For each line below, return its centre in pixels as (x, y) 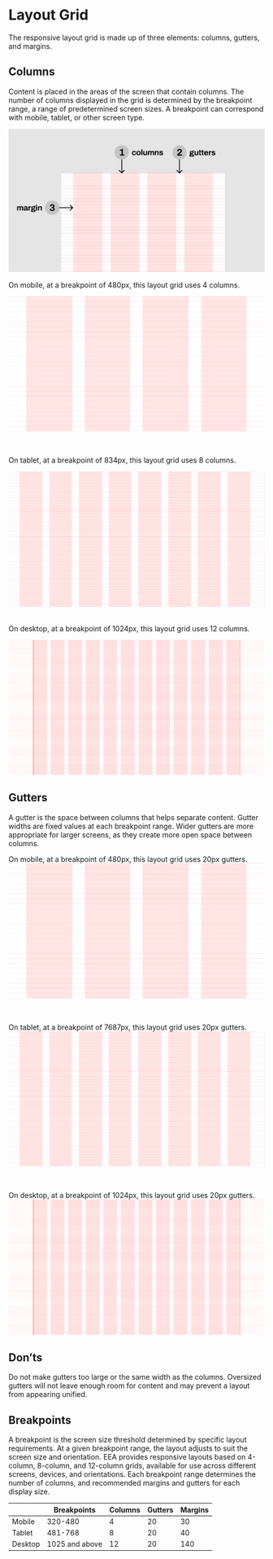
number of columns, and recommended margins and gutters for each (124, 1483)
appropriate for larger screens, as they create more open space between (130, 834)
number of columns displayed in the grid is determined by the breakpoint (130, 100)
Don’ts (26, 1357)
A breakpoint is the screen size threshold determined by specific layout (128, 1440)
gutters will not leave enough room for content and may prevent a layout (129, 1386)
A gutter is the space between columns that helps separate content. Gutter (133, 817)
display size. (29, 1491)
